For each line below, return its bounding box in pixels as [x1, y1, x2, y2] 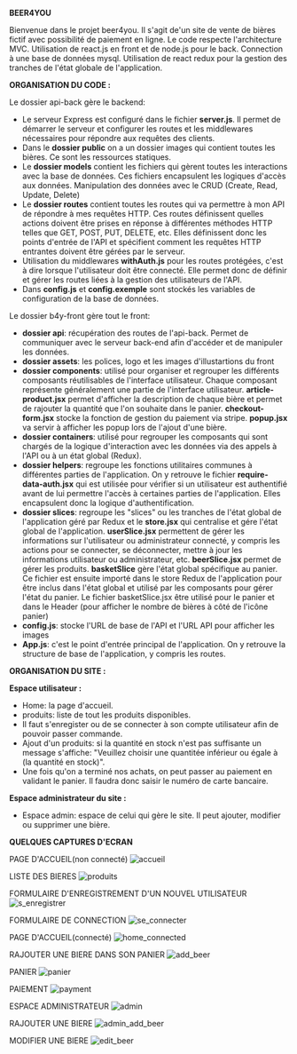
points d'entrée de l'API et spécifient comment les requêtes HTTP [21, 237, 262, 247]
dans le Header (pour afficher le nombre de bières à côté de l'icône [21, 601, 269, 612]
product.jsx [21, 394, 66, 404]
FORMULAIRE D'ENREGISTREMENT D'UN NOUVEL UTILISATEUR [9, 888, 247, 899]
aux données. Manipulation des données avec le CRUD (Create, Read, [21, 180, 277, 190]
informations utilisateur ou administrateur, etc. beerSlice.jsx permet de [21, 554, 282, 565]
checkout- [224, 403, 264, 414]
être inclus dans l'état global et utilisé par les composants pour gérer [21, 582, 273, 593]
